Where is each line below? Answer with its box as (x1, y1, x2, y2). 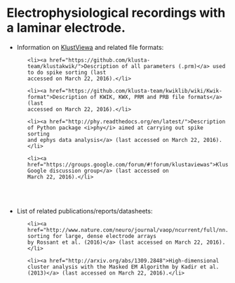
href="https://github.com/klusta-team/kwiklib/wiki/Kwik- (49, 87, 222, 94)
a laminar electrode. (6, 20, 126, 36)
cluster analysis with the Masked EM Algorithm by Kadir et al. (27, 263, 220, 270)
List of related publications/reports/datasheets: (16, 206, 153, 215)
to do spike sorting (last (27, 69, 107, 76)
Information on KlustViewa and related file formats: (16, 43, 164, 51)
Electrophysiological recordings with (6, 5, 226, 21)
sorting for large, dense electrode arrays (27, 232, 157, 239)
